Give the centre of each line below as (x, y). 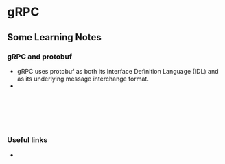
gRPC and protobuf (40, 57)
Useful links (27, 140)
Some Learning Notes (54, 37)
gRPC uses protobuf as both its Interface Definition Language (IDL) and (118, 71)
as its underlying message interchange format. (83, 79)
